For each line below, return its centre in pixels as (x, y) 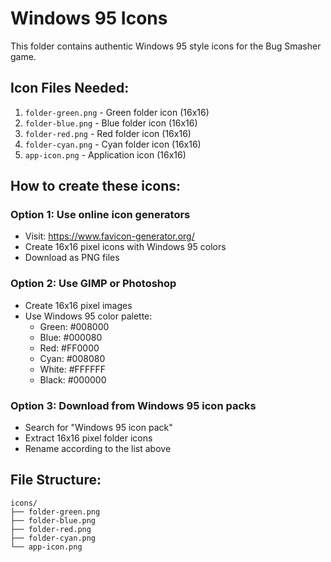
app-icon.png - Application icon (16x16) (105, 154)
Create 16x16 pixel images (78, 305)
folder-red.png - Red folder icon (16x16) (108, 133)
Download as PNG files (72, 258)
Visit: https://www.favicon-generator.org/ (109, 236)
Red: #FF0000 (69, 348)
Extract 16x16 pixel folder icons (88, 438)
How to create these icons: (96, 186)
